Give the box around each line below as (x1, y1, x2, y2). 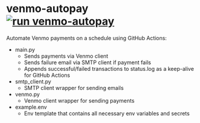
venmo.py (14, 91, 40, 98)
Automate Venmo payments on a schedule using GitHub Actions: (6, 34, 167, 41)
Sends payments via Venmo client (23, 52, 108, 59)
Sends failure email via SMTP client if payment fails (23, 59, 152, 66)
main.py (14, 46, 35, 53)
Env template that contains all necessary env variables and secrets (23, 110, 190, 117)
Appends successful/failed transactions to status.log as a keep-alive (23, 65, 195, 72)
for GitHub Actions (23, 71, 70, 79)
